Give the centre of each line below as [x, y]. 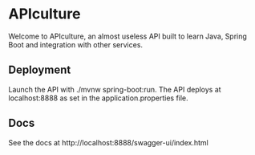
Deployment [40, 70]
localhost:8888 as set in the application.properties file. [98, 98]
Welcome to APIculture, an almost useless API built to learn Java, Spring [127, 36]
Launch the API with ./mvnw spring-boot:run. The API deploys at [115, 89]
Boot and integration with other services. [75, 44]
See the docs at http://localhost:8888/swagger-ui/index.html [108, 142]
